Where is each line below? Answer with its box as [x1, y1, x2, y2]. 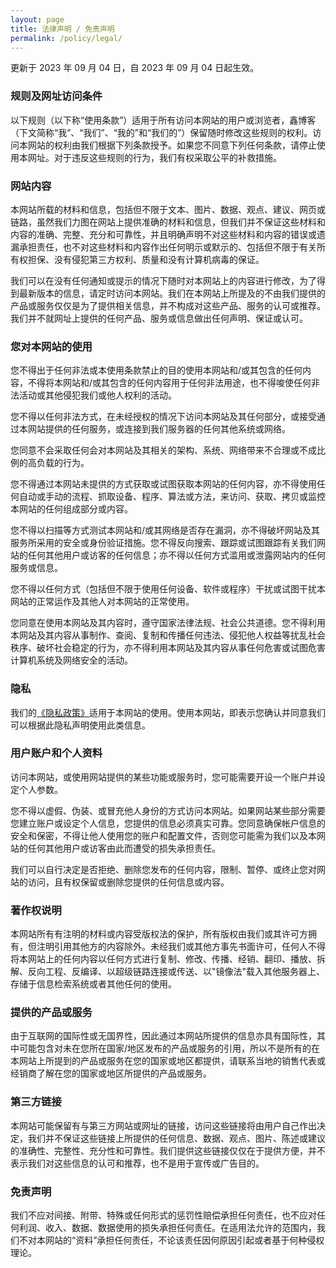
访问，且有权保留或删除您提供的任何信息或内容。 [27, 876, 230, 888]
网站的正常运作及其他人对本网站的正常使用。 [10, 596, 195, 608]
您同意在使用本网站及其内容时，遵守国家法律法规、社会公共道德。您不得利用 [10, 617, 326, 629]
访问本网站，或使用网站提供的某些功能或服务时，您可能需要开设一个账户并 [10, 771, 317, 783]
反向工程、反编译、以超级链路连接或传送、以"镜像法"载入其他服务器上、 [27, 966, 326, 978]
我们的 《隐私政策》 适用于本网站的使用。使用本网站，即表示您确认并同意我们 [10, 706, 326, 718]
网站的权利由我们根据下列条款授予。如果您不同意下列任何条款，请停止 [27, 139, 317, 151]
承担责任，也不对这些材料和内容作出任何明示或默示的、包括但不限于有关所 [18, 241, 326, 253]
